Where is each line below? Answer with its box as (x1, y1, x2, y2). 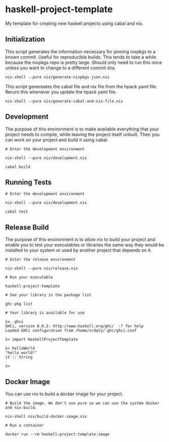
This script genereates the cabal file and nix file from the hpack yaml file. (5, 83, 158, 89)
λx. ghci (5, 319, 24, 324)
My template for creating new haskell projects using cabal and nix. (5, 20, 144, 26)
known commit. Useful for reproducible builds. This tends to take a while (5, 54, 156, 60)
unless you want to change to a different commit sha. (5, 64, 116, 71)
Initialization (5, 35, 46, 44)
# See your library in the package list (5, 293, 92, 298)
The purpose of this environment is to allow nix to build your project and (5, 236, 155, 243)
